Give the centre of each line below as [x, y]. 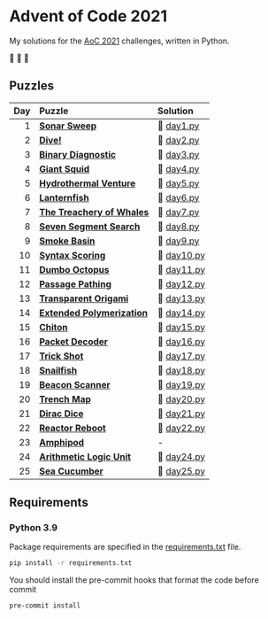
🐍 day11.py [182, 269]
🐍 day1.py [179, 126]
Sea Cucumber [71, 471]
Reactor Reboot [73, 428]
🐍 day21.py [182, 414]
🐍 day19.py [182, 384]
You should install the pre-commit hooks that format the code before [134, 580]
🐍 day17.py [182, 356]
